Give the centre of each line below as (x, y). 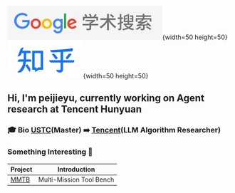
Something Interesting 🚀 (50, 152)
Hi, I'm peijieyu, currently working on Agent (106, 98)
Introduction (76, 169)
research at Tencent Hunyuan (75, 109)
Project (21, 169)
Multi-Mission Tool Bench (76, 179)
